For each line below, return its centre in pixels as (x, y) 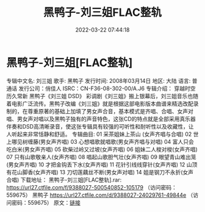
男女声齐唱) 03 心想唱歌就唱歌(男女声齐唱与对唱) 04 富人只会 (117, 141)
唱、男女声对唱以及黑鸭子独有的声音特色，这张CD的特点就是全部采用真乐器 (101, 119)
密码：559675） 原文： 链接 (46, 202)
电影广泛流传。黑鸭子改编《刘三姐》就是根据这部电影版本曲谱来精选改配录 (105, 104)
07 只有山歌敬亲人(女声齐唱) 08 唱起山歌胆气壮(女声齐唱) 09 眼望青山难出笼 (101, 157)
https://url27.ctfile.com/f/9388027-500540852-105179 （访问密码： (92, 187)
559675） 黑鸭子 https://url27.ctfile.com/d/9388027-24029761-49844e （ (100, 195)
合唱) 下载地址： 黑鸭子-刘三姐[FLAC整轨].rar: (64, 180)
